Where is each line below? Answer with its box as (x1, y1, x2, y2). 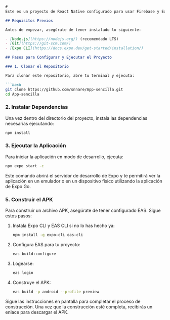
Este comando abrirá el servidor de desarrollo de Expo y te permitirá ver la (5, 172, 161, 178)
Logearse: (12, 260, 34, 266)
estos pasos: (5, 213, 32, 219)
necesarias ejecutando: (5, 120, 54, 126)
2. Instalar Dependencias (5, 104, 68, 111)
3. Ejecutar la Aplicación (5, 142, 66, 149)
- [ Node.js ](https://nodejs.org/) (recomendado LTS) (5, 36, 119, 41)
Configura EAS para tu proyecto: (12, 241, 80, 247)
